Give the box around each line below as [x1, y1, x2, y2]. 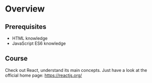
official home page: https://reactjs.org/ [5, 72, 82, 78]
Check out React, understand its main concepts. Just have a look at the [5, 67, 148, 73]
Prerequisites [5, 23, 46, 31]
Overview [5, 3, 45, 14]
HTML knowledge [12, 35, 48, 41]
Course [5, 55, 28, 63]
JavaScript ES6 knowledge [12, 41, 66, 46]
